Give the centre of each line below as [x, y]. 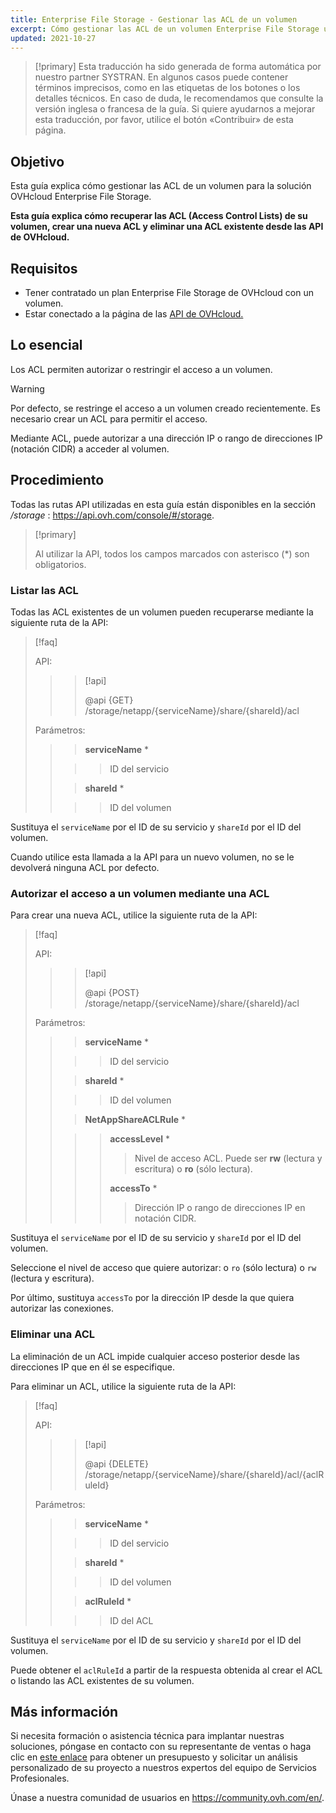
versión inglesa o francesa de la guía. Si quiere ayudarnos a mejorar [175, 109]
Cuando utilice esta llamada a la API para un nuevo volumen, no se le [152, 857]
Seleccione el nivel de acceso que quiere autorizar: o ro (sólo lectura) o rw [163, 1268]
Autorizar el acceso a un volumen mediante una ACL [140, 893]
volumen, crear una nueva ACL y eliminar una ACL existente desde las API [167, 227]
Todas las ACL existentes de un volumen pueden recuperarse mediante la [162, 612]
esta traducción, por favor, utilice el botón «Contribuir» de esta [164, 120]
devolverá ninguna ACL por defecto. [85, 867]
